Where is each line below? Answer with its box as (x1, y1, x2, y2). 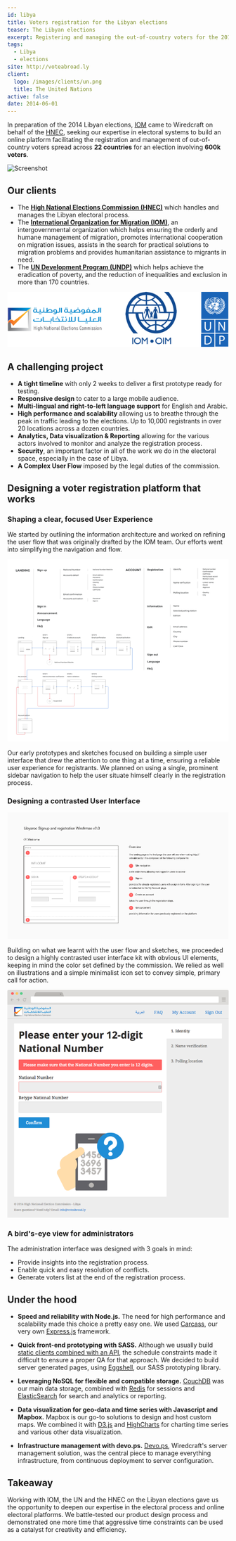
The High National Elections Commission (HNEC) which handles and (17, 203, 219, 211)
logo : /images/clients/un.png (13, 78, 102, 85)
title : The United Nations (13, 85, 93, 93)
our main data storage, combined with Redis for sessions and (17, 1384, 195, 1393)
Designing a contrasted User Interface (7, 796, 140, 805)
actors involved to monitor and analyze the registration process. (17, 440, 202, 448)
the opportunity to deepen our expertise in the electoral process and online (7, 1502, 225, 1511)
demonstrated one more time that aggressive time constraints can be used (7, 1518, 223, 1526)
